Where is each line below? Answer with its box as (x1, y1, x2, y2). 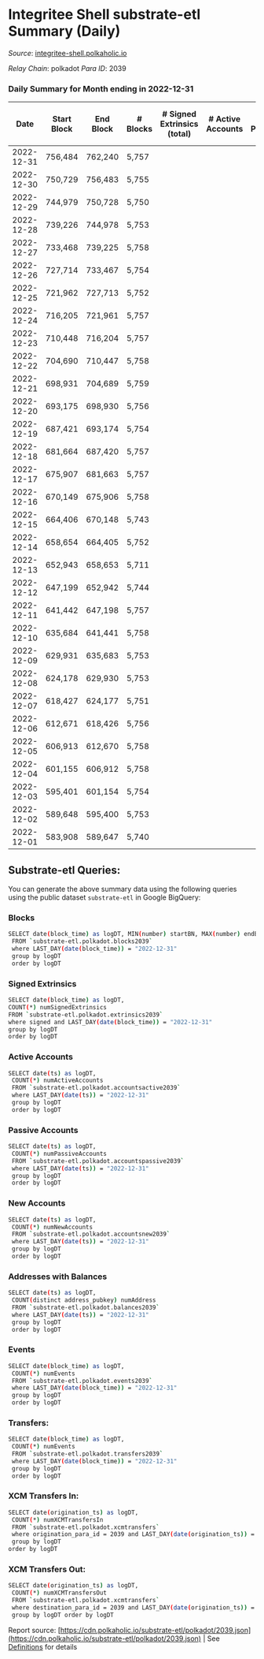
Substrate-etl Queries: (8, 863, 121, 877)
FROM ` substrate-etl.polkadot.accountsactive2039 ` (11, 1084, 181, 1092)
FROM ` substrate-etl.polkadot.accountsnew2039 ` (11, 1230, 170, 1239)
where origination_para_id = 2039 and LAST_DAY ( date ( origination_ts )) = (11, 1530, 255, 1538)
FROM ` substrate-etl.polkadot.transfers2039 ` (11, 1450, 163, 1458)
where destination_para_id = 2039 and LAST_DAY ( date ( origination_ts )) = (11, 1604, 255, 1612)
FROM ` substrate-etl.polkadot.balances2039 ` (11, 1303, 159, 1311)
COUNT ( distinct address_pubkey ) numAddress (11, 1296, 156, 1304)
